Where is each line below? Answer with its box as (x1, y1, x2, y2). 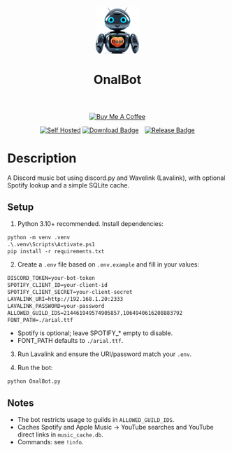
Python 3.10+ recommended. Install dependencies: (17, 220, 164, 228)
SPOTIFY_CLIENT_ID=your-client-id (7, 282, 108, 289)
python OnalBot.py (7, 378, 61, 385)
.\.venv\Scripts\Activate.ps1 (7, 241, 96, 248)
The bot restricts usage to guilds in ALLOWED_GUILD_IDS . (17, 416, 175, 424)
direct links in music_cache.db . (17, 430, 103, 439)
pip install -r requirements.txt (7, 248, 105, 255)
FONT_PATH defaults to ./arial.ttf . (17, 337, 124, 345)
